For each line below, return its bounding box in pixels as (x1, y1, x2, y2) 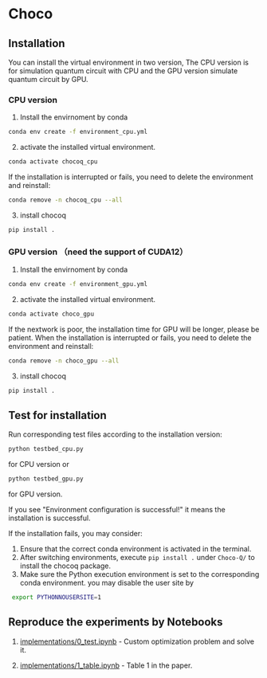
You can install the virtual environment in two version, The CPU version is (8, 57, 249, 67)
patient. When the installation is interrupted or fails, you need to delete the (8, 332, 252, 343)
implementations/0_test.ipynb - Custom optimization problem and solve (19, 637, 255, 646)
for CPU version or (8, 460, 69, 469)
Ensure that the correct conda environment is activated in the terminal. (19, 544, 252, 554)
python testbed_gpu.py (8, 475, 84, 483)
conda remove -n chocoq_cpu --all (8, 196, 124, 204)
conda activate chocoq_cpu (8, 158, 98, 166)
